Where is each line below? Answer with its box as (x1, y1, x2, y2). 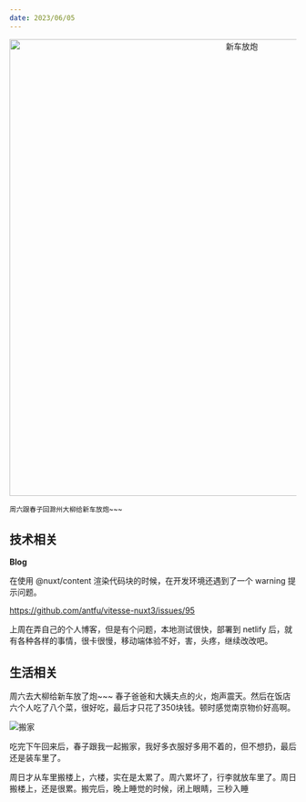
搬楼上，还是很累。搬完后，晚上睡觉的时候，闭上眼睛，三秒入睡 (9, 783, 249, 795)
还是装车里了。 (9, 753, 66, 764)
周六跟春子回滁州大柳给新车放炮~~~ (9, 504, 123, 514)
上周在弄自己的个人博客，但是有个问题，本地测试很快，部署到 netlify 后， (9, 624, 285, 635)
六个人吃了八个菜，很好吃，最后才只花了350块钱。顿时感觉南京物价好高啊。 (9, 702, 296, 713)
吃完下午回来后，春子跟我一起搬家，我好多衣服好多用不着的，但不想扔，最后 (9, 741, 297, 752)
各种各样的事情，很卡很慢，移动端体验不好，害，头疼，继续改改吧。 (16, 636, 273, 647)
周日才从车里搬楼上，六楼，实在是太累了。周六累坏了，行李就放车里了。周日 (9, 772, 297, 783)
